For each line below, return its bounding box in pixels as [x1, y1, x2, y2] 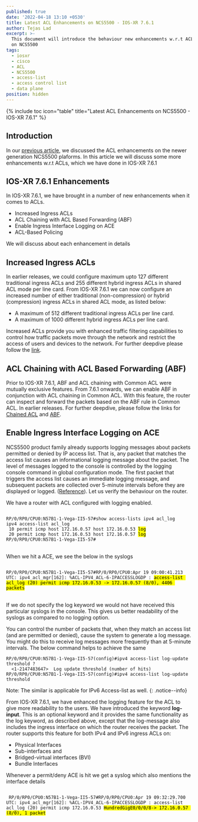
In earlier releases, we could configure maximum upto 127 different [6, 273, 169, 280]
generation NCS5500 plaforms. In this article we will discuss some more [6, 153, 181, 160]
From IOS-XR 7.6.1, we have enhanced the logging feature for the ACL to [6, 698, 181, 705]
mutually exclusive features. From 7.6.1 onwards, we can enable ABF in [6, 386, 177, 393]
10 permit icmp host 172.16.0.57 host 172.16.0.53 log [8, 526, 146, 532]
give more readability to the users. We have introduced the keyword [6, 704, 171, 711]
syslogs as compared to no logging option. [6, 614, 110, 621]
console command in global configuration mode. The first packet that [6, 468, 174, 476]
